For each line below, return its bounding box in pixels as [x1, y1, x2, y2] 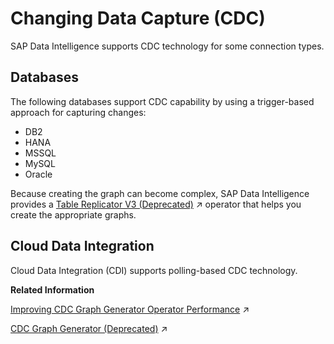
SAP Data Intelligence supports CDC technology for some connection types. [10, 40, 325, 52]
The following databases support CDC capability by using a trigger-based [10, 95, 315, 107]
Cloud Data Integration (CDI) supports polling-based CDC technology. [10, 264, 298, 276]
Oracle [24, 168, 53, 180]
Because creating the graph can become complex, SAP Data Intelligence [10, 187, 310, 199]
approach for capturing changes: [10, 106, 147, 118]
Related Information [10, 283, 95, 296]
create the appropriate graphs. [10, 208, 137, 221]
